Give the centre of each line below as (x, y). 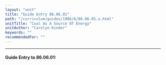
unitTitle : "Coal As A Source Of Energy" (48, 23)
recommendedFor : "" (25, 37)
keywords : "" (19, 32)
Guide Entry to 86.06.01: (31, 58)
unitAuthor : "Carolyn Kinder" (36, 28)
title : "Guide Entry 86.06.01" (37, 14)
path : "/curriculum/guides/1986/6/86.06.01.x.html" (59, 19)
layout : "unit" (21, 10)
